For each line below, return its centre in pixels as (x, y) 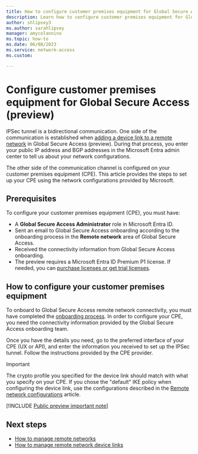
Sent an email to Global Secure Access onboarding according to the (97, 231)
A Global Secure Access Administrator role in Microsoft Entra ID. (94, 224)
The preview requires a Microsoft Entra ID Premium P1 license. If (93, 262)
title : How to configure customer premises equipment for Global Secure (97, 11)
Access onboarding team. (37, 329)
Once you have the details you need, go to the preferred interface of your (95, 340)
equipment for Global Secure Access (98, 102)
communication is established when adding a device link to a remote (89, 137)
